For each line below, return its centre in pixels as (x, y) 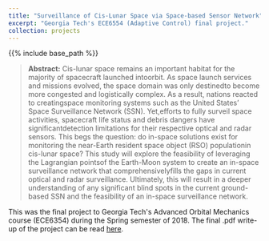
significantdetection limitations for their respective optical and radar (140, 128)
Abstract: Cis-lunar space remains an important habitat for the (131, 69)
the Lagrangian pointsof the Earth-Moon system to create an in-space (143, 163)
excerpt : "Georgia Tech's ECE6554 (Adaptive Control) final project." (128, 23)
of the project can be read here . (71, 229)
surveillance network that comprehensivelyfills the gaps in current (137, 171)
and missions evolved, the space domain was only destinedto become (144, 86)
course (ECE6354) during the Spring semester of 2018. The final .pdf (122, 220)
